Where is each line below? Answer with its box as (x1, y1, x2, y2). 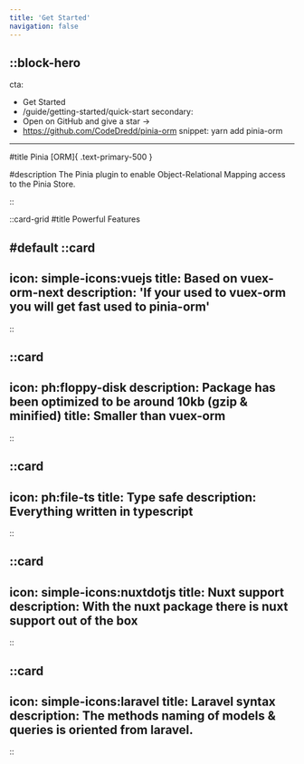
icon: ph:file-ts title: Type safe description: (9, 490, 257, 505)
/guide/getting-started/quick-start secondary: (22, 106, 194, 118)
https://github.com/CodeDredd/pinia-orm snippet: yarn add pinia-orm (22, 126, 283, 137)
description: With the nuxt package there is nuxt (9, 598, 289, 614)
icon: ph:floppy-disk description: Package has (9, 380, 276, 396)
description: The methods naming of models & (9, 708, 276, 723)
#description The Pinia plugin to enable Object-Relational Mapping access (9, 169, 286, 180)
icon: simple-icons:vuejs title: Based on (9, 271, 238, 286)
